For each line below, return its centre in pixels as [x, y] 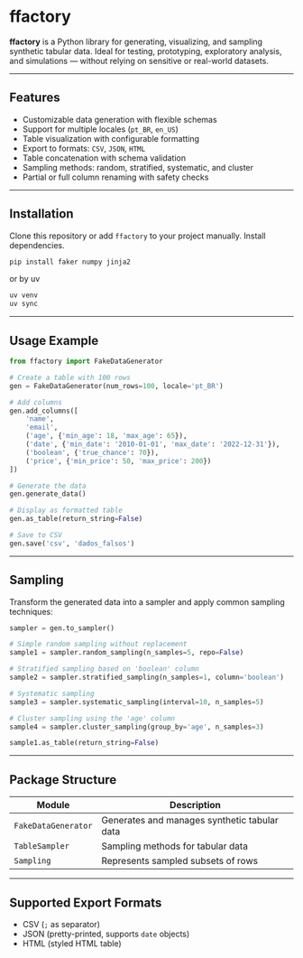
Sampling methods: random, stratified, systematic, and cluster [138, 167]
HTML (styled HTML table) [72, 943]
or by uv [25, 279]
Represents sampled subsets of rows [180, 861]
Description [195, 805]
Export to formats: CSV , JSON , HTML [84, 148]
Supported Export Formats [86, 902]
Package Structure [63, 780]
